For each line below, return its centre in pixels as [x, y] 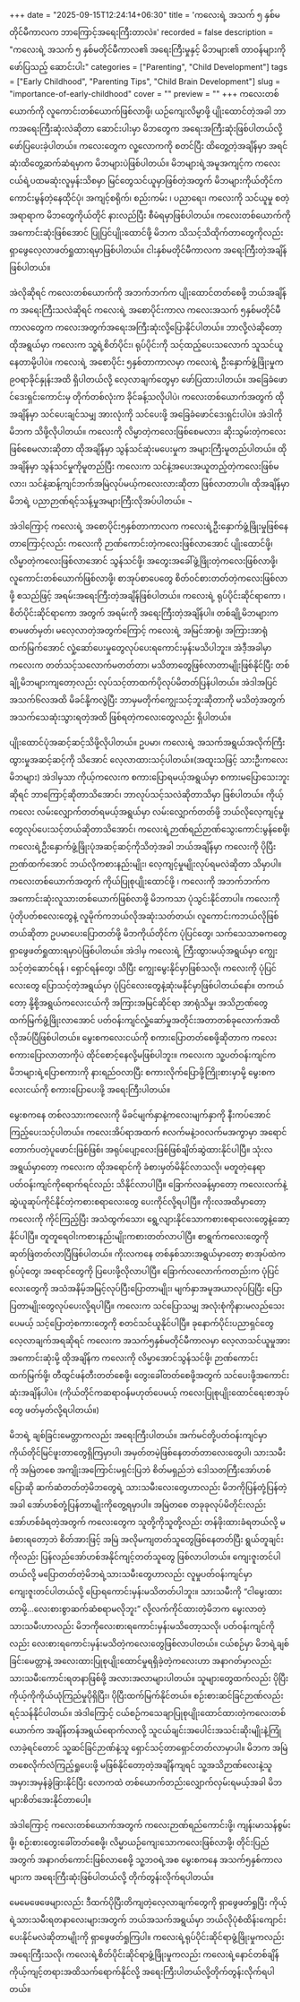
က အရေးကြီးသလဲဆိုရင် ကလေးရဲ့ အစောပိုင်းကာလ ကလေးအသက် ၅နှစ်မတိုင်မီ [145, 310]
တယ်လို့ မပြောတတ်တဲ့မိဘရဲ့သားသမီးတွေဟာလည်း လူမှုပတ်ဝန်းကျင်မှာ [131, 1574]
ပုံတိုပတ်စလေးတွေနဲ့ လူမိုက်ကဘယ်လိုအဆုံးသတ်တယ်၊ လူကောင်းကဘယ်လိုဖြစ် [144, 916]
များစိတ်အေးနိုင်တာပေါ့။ [51, 1800]
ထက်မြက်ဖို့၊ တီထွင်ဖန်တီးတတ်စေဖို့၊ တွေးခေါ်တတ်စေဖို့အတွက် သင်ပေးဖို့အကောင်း [149, 1375]
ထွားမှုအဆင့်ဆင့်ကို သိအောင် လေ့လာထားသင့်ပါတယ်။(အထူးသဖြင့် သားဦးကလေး [149, 759]
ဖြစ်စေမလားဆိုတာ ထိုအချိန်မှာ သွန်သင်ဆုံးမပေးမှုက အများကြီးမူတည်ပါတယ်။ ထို [148, 449]
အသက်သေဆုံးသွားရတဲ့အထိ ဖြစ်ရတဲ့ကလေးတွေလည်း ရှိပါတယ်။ [120, 717]
